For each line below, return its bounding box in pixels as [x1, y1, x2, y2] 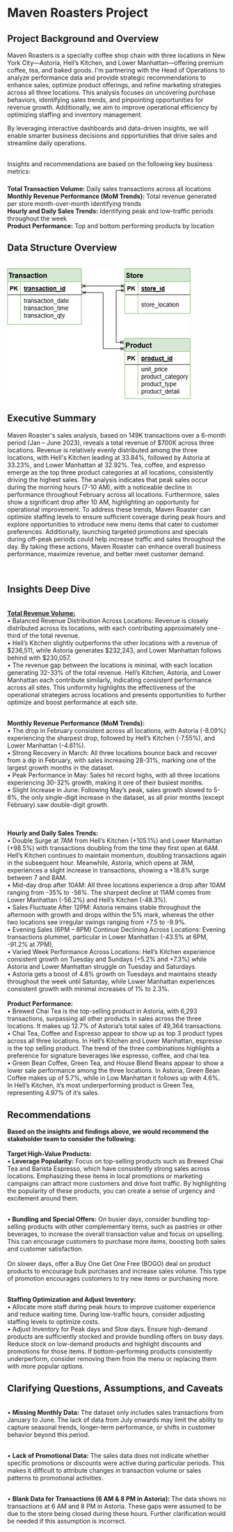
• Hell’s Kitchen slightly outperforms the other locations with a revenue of [7, 639, 218, 647]
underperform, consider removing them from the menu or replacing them [7, 1355, 217, 1363]
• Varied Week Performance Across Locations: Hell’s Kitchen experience [7, 948, 216, 956]
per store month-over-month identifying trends [7, 199, 141, 207]
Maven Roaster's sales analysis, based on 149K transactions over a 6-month [7, 431, 226, 439]
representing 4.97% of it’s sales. [7, 1089, 99, 1097]
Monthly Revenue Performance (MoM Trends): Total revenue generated [7, 192, 217, 200]
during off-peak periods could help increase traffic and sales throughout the [7, 535, 226, 543]
